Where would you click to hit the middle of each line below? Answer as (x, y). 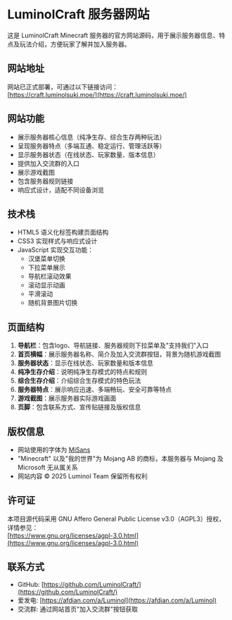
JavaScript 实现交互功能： (55, 250)
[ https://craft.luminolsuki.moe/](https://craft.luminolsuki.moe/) (97, 94)
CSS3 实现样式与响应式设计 (57, 241)
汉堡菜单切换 (46, 259)
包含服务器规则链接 (45, 181)
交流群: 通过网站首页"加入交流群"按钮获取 (78, 609)
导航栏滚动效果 (50, 276)
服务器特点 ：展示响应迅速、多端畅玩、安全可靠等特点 (95, 390)
